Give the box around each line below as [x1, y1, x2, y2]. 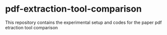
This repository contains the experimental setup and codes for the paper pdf [5, 19, 162, 25]
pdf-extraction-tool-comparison [5, 3, 142, 15]
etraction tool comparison [5, 24, 58, 30]
